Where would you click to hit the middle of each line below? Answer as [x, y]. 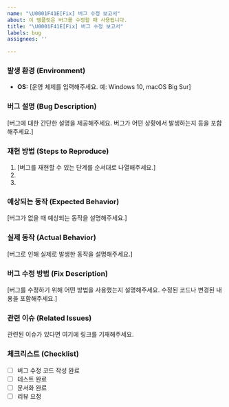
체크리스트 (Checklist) [43, 354]
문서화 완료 [32, 388]
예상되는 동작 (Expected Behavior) [63, 201]
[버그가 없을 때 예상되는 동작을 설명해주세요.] [67, 218]
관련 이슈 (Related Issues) [50, 318]
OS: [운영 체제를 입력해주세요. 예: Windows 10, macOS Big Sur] [104, 87]
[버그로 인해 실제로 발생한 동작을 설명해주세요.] [70, 254]
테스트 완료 [32, 379]
